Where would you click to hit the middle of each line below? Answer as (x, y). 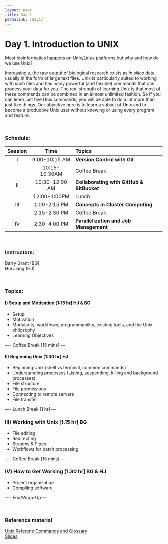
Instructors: (20, 252)
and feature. (18, 115)
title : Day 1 (19, 15)
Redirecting (24, 438)
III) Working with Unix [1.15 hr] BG (46, 422)
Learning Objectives (33, 335)
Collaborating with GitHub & (110, 182)
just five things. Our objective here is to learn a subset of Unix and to (76, 105)
